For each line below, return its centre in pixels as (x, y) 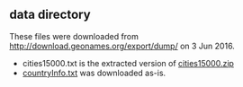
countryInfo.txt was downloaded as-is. (94, 73)
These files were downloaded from (74, 36)
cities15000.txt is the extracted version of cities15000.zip (128, 63)
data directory (50, 15)
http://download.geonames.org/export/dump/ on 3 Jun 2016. (122, 46)
